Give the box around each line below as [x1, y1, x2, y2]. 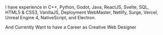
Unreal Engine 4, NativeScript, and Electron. [5, 15, 96, 20]
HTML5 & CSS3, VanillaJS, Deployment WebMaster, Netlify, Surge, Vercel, [5, 9, 158, 15]
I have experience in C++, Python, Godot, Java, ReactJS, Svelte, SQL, [5, 4, 149, 10]
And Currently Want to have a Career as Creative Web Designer [5, 24, 136, 30]
